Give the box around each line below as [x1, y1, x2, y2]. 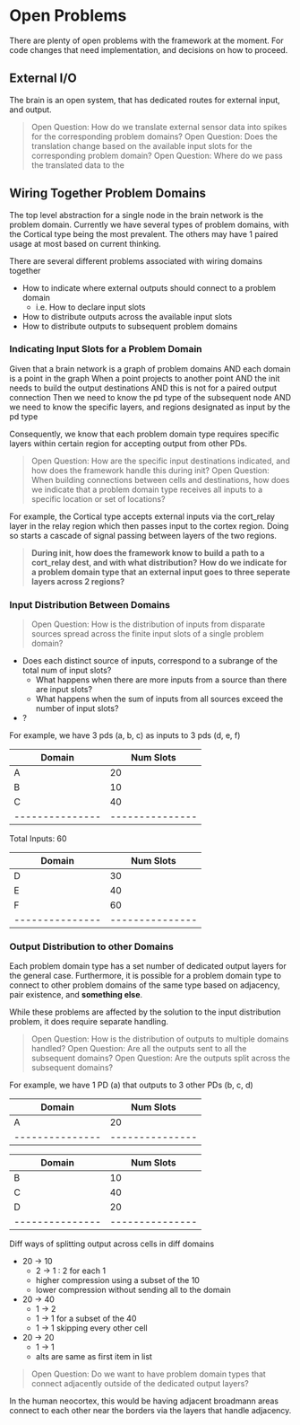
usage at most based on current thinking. [9, 238, 161, 249]
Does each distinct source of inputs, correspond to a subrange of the [21, 655, 278, 666]
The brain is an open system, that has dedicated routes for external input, [9, 94, 280, 105]
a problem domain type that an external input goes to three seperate [30, 567, 291, 577]
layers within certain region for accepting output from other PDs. [9, 437, 248, 449]
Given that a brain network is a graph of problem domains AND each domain [9, 363, 291, 374]
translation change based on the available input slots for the [30, 140, 253, 151]
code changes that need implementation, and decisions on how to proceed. [9, 44, 288, 55]
